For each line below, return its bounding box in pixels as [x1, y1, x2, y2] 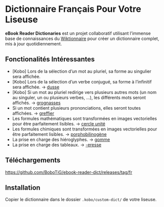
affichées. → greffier [12, 110, 54, 116]
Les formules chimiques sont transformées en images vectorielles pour [12, 126, 157, 132]
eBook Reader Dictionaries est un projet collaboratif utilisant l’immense [5, 30, 151, 36]
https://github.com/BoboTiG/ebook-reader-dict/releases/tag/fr [5, 169, 132, 175]
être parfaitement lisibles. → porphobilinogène [12, 131, 107, 137]
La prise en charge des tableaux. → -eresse [12, 142, 102, 148]
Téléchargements [5, 156, 61, 165]
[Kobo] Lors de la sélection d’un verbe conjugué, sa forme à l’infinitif [12, 79, 152, 84]
